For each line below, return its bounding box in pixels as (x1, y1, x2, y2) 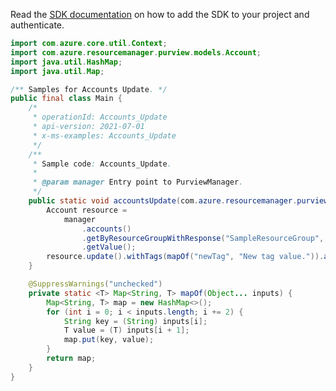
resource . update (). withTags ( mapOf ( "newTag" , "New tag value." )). (46, 252, 325, 262)
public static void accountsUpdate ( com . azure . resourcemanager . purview (28, 196, 329, 206)
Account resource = (46, 205, 128, 215)
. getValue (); (81, 242, 137, 253)
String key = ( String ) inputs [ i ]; (63, 316, 208, 326)
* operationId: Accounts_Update (32, 112, 168, 123)
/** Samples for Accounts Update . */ (10, 84, 168, 94)
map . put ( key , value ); (63, 335, 155, 345)
